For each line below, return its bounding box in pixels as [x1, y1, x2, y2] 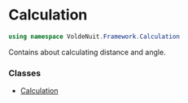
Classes [8, 67, 42, 79]
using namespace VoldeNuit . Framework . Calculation [8, 32, 181, 41]
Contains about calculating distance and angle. [8, 47, 166, 57]
